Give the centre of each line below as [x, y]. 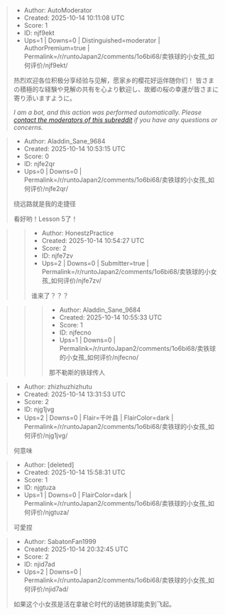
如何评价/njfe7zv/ [76, 281]
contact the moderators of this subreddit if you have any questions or [115, 120]
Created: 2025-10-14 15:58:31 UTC [75, 472]
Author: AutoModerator [58, 10]
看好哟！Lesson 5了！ [45, 219]
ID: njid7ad [39, 564]
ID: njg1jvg [39, 409]
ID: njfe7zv [57, 256]
